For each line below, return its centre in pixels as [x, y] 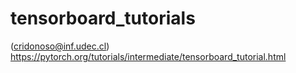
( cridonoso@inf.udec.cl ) [60, 46]
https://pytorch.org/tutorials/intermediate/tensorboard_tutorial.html [148, 56]
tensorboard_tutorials [103, 18]
